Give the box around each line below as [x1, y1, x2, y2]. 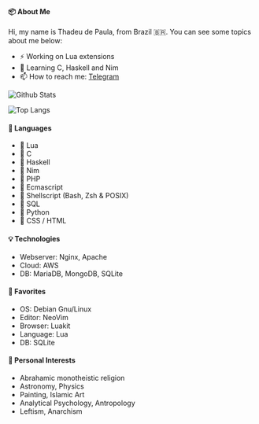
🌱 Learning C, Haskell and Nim [19, 63, 119, 72]
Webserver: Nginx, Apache [19, 252, 108, 261]
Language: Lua [19, 329, 68, 338]
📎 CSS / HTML [19, 216, 67, 226]
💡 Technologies [8, 234, 61, 243]
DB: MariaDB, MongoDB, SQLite [19, 268, 124, 278]
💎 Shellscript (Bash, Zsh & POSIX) [19, 191, 129, 201]
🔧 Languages [8, 123, 52, 133]
